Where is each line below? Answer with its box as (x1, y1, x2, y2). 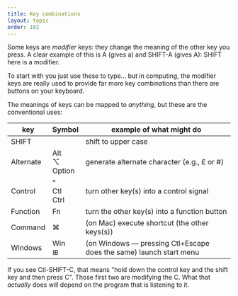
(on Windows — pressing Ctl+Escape (85, 239, 210, 249)
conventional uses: (7, 108, 62, 117)
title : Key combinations (7, 10, 81, 18)
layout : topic (7, 17, 50, 24)
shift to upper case (85, 137, 148, 147)
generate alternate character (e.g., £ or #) (85, 157, 225, 167)
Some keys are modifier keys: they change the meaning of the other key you (7, 43, 230, 52)
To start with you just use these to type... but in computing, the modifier (7, 72, 217, 80)
